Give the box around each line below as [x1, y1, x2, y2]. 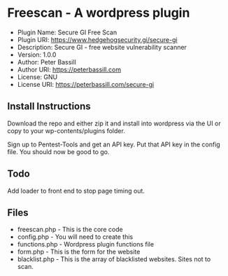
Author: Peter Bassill [17, 57, 77, 66]
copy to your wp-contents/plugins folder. [7, 126, 126, 134]
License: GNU [17, 72, 58, 81]
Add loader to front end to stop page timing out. [7, 186, 145, 195]
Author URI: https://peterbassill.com [17, 65, 121, 74]
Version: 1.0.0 [17, 50, 57, 59]
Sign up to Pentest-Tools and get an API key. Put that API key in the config [7, 140, 220, 149]
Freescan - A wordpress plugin [7, 5, 190, 21]
